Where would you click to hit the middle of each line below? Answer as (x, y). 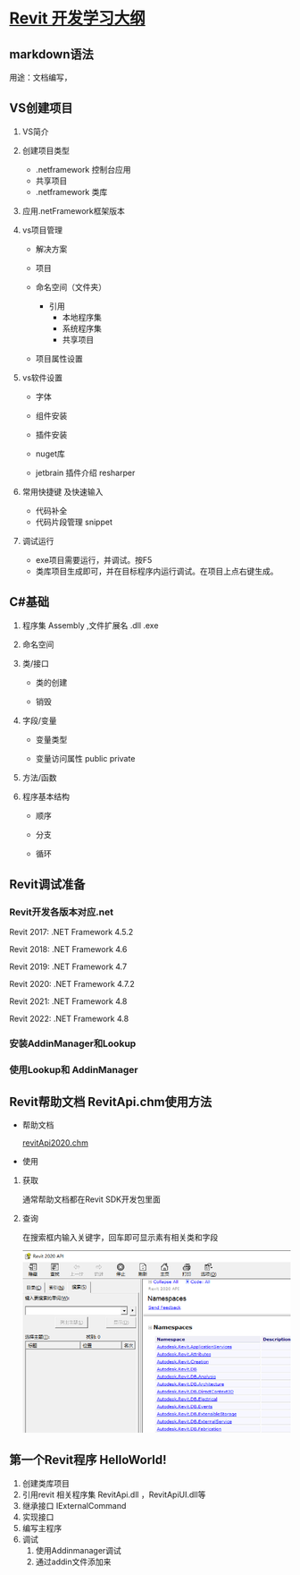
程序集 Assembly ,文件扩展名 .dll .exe (90, 625)
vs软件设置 (42, 378)
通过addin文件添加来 (73, 1562)
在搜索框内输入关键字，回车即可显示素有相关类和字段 (120, 1237)
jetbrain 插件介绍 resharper (85, 472)
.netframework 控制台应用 (83, 169)
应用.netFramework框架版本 (73, 210)
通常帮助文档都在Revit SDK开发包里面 (91, 1199)
